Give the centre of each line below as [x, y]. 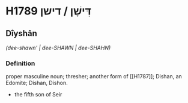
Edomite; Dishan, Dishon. [37, 83]
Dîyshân [21, 33]
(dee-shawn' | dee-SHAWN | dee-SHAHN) [58, 48]
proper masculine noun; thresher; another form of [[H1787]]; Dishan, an [94, 76]
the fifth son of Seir [38, 95]
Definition [20, 63]
